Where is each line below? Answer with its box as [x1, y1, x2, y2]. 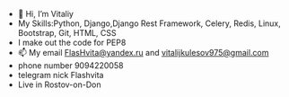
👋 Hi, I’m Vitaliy [17, 9, 74, 19]
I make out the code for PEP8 [17, 37, 127, 48]
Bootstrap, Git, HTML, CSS [17, 28, 117, 38]
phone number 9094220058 [17, 60, 124, 71]
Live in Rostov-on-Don [17, 79, 101, 90]
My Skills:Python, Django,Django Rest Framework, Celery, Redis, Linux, [17, 18, 281, 29]
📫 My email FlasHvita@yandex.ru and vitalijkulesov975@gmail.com [17, 48, 269, 57]
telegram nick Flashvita [17, 70, 104, 80]
